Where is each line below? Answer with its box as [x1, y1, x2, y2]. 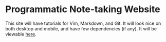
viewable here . [5, 31, 37, 37]
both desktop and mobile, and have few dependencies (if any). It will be [5, 25, 157, 31]
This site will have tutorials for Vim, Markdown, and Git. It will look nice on [5, 20, 161, 26]
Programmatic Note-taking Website [5, 4, 160, 15]
